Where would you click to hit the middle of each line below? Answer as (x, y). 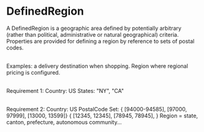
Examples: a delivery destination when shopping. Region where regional (97, 66)
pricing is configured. (33, 72)
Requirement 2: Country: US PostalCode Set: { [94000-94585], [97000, (97, 109)
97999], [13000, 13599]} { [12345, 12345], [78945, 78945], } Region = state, (102, 116)
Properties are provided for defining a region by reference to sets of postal (100, 41)
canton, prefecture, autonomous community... (64, 122)
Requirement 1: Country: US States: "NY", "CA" (65, 90)
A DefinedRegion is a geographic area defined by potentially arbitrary (94, 28)
